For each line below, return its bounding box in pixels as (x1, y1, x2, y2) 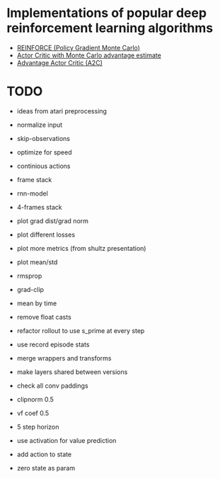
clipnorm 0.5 (16, 395, 54, 403)
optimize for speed (16, 147, 72, 157)
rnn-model (16, 189, 49, 198)
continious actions (16, 162, 71, 170)
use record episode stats (16, 340, 90, 349)
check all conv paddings (16, 381, 89, 390)
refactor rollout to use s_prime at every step (16, 326, 145, 334)
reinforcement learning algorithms (6, 20, 214, 36)
